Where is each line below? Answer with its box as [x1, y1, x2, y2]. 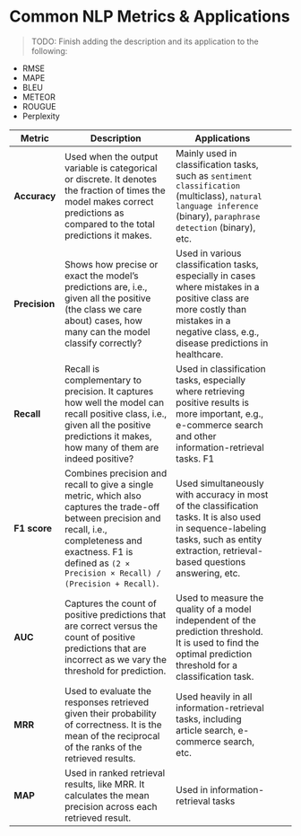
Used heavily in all [176, 690, 253, 702]
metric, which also [64, 489, 142, 502]
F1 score [13, 522, 52, 534]
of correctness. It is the [64, 718, 162, 731]
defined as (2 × [64, 557, 130, 569]
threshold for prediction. [64, 664, 167, 677]
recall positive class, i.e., [64, 407, 168, 419]
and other [176, 429, 217, 442]
